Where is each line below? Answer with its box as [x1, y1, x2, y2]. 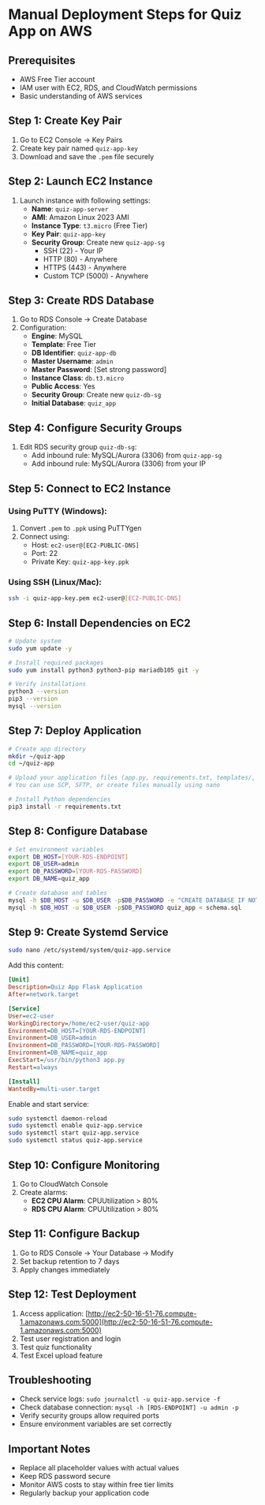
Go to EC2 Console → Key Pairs [19, 135, 123, 144]
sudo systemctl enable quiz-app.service [8, 1122, 144, 1130]
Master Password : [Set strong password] [31, 365, 167, 374]
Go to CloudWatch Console [19, 1179, 109, 1188]
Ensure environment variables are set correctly [19, 1419, 172, 1429]
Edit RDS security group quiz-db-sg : [19, 442, 137, 452]
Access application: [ [19, 1309, 88, 1318]
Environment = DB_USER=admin [8, 1034, 97, 1042]
